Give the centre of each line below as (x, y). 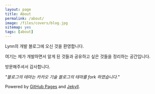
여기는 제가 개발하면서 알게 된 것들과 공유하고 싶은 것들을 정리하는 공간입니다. (78, 56)
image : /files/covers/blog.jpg (36, 23)
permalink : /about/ (25, 18)
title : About (18, 14)
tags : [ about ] (19, 32)
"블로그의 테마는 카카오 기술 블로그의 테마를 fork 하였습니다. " (63, 77)
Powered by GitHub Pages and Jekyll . (42, 87)
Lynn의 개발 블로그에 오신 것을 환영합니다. (45, 46)
